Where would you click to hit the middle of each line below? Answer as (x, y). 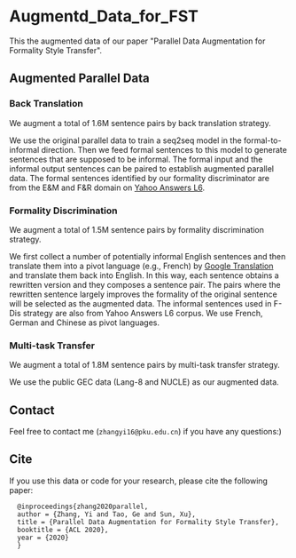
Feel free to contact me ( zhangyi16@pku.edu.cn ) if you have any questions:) (145, 432)
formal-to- (262, 140)
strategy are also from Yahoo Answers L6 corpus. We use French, (143, 313)
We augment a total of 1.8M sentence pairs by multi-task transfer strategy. (145, 365)
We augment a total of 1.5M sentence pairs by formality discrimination (136, 229)
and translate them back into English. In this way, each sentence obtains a (144, 275)
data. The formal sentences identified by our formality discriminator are (140, 178)
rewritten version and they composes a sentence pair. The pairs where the (145, 284)
